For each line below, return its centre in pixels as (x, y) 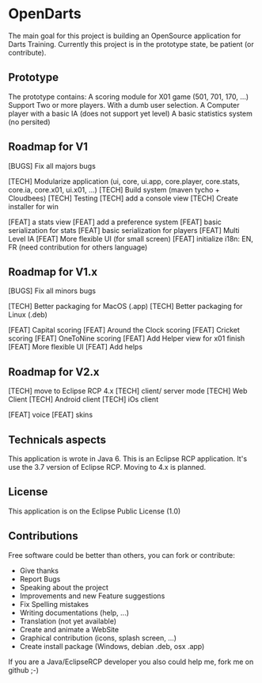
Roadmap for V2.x (54, 372)
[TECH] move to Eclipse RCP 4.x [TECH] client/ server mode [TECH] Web (128, 391)
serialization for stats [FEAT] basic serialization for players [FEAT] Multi (124, 230)
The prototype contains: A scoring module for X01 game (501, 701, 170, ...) (129, 97)
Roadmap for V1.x (53, 271)
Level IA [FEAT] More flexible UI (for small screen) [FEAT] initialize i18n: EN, (131, 238)
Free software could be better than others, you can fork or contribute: (122, 555)
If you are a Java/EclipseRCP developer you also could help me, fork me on (131, 662)
